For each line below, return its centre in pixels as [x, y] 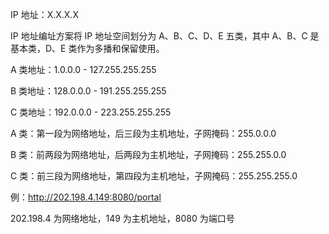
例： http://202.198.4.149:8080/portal [86, 197]
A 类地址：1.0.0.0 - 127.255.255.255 [83, 69]
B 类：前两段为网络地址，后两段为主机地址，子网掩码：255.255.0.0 [148, 154]
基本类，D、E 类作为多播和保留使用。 [87, 48]
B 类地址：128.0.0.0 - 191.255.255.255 [88, 91]
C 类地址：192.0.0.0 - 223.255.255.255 [91, 112]
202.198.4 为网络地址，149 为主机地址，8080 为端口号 [122, 218]
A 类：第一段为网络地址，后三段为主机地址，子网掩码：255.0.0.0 [143, 133]
